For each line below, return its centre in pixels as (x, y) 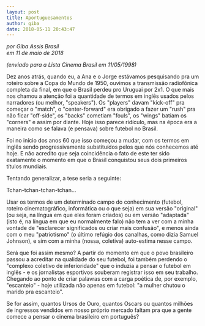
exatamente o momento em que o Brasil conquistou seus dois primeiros (97, 160)
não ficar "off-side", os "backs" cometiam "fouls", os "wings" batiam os (96, 116)
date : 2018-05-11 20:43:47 (41, 29)
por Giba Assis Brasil (33, 46)
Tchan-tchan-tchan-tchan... (41, 190)
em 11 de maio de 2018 (35, 53)
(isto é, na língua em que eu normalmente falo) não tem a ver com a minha (100, 221)
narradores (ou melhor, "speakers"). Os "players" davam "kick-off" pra (95, 103)
